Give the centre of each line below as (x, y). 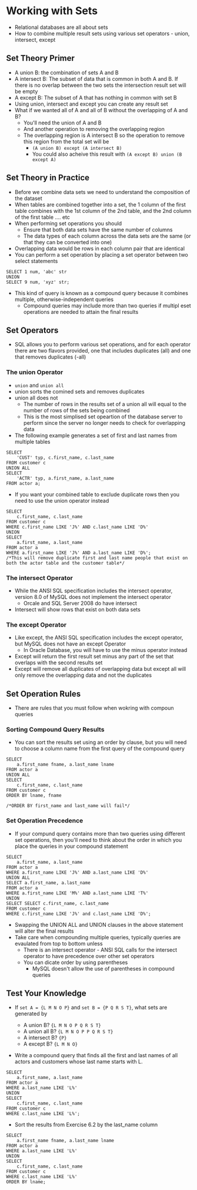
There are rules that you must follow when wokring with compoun (94, 708)
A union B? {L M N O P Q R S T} (62, 1025)
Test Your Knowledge (46, 993)
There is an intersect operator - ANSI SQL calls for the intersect (100, 950)
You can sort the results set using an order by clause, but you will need (101, 742)
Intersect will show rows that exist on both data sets (78, 609)
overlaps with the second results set (59, 663)
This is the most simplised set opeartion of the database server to (103, 417)
